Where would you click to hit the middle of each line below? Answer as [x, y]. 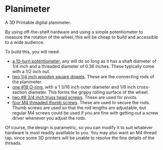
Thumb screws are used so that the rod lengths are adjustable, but [79, 108]
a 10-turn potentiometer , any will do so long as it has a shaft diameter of [84, 61]
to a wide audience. [25, 42]
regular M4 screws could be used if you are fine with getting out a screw [85, 112]
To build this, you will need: [32, 52]
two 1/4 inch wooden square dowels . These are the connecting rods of [83, 76]
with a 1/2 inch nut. [31, 71]
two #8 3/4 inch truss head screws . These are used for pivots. [75, 97]
